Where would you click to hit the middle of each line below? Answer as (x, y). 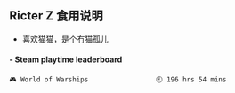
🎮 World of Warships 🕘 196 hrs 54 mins (118, 80)
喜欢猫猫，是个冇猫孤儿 (65, 39)
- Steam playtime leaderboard (66, 59)
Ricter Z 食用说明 (57, 16)
